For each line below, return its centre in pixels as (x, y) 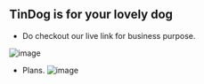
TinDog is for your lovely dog (91, 15)
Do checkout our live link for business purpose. (109, 35)
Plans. (33, 70)
